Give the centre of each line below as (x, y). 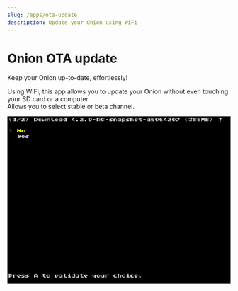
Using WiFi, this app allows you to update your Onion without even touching (118, 91)
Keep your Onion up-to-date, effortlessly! (68, 78)
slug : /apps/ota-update (42, 15)
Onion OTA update (62, 58)
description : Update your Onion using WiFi (73, 22)
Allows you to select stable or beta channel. (71, 107)
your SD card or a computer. (49, 99)
